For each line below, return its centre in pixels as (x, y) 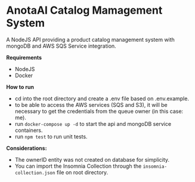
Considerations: (27, 148)
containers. (29, 130)
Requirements (24, 57)
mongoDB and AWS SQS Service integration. (61, 46)
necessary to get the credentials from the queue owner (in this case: (99, 111)
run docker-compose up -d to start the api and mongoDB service (93, 124)
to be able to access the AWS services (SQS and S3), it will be (91, 104)
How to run (20, 87)
